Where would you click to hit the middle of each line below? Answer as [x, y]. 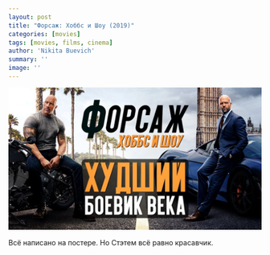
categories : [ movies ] [45, 34]
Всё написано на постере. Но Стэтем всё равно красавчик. [111, 243]
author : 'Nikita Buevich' [51, 51]
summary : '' [28, 60]
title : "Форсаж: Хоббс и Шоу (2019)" [72, 25]
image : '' [25, 68]
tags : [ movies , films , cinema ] [61, 43]
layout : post [30, 17]
